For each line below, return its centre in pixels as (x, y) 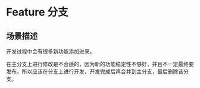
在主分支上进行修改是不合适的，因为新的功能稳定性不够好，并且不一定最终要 (100, 64)
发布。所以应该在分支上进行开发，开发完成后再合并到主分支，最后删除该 (95, 71)
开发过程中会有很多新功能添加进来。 (51, 51)
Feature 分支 (37, 12)
